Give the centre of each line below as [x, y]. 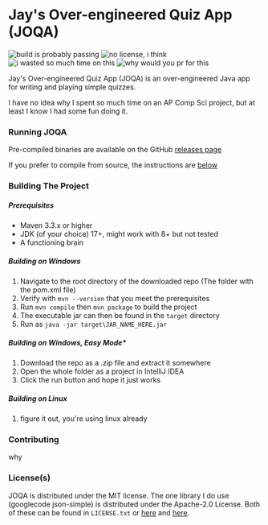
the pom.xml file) [48, 290]
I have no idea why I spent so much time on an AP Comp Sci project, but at [132, 102]
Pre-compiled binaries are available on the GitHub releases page [115, 150]
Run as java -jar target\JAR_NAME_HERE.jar [93, 325]
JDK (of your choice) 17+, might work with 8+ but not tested [119, 234]
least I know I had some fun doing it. [68, 111]
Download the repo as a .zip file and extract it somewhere [115, 363]
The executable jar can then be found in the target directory [120, 316]
